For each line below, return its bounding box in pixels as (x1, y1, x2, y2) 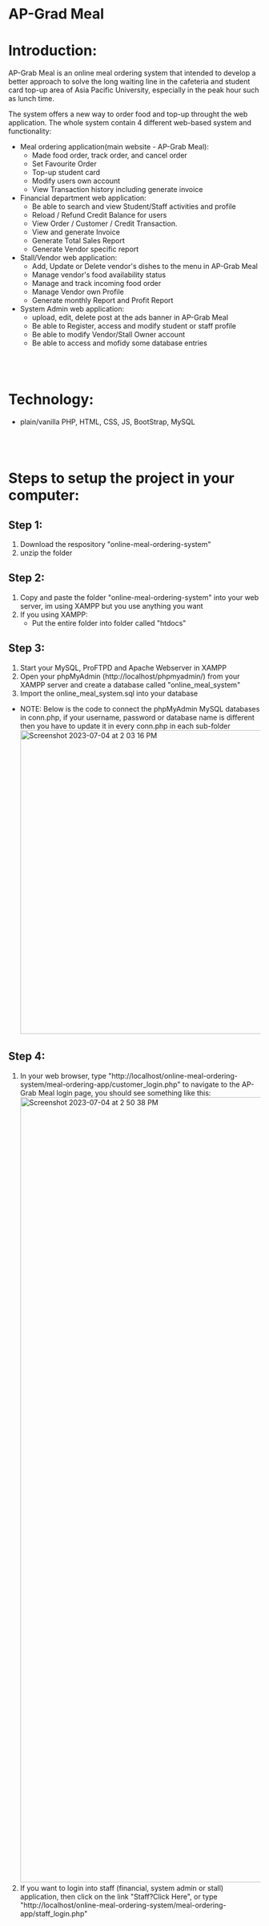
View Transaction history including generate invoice (31, 185, 203, 194)
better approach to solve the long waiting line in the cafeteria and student (8, 77, 251, 87)
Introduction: (8, 42, 98, 60)
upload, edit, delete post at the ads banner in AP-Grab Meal (31, 312, 229, 322)
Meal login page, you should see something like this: (38, 1087, 211, 1097)
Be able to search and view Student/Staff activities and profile (31, 202, 236, 211)
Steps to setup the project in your (8, 469, 235, 488)
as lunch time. (8, 94, 54, 104)
